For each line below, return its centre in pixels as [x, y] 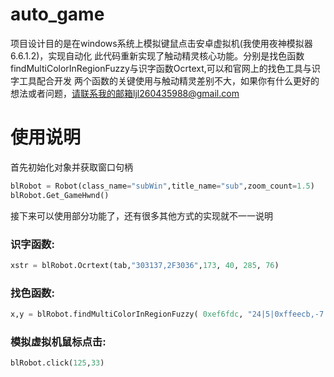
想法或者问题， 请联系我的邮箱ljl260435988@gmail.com [125, 93]
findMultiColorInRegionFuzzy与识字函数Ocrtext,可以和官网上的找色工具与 [161, 68]
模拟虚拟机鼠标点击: [58, 341]
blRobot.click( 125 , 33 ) [57, 363]
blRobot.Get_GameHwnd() [60, 195]
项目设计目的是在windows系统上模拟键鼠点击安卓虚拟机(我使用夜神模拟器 [161, 43]
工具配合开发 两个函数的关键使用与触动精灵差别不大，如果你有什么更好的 [169, 80]
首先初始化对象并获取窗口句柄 [71, 167]
